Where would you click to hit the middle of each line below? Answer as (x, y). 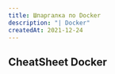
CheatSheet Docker (57, 62)
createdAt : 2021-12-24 (46, 30)
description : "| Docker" (49, 23)
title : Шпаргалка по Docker (55, 15)
